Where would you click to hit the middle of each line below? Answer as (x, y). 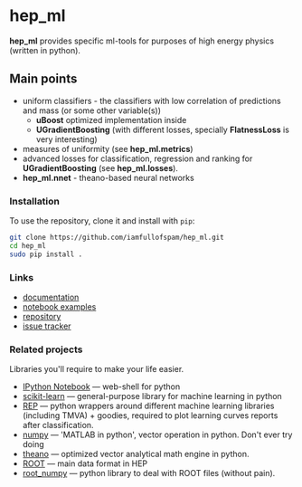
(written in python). (45, 50)
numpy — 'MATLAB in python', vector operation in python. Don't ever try (157, 434)
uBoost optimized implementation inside (111, 119)
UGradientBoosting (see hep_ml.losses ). (100, 167)
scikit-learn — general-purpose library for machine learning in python (152, 396)
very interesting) (66, 139)
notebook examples (59, 306)
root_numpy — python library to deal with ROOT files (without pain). (149, 473)
